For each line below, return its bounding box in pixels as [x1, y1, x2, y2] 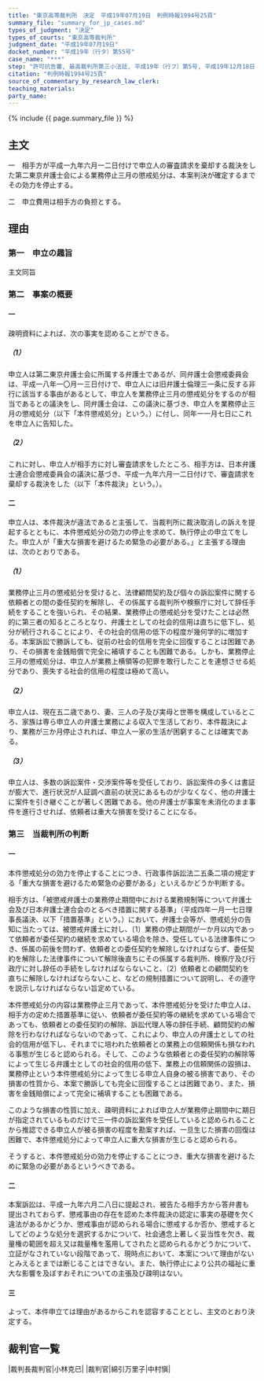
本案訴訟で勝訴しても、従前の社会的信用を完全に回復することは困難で [21, 636, 249, 646]
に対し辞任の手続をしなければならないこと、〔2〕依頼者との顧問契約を [21, 964, 250, 974]
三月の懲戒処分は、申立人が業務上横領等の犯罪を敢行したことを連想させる [8, 656, 249, 665]
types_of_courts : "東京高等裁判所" [8, 33, 116, 42]
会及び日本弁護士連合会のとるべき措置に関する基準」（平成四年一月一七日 [8, 905, 246, 915]
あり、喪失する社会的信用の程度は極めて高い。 [21, 666, 174, 676]
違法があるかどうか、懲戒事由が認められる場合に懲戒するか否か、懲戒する [8, 1220, 249, 1229]
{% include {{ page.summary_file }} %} [8, 113, 134, 123]
